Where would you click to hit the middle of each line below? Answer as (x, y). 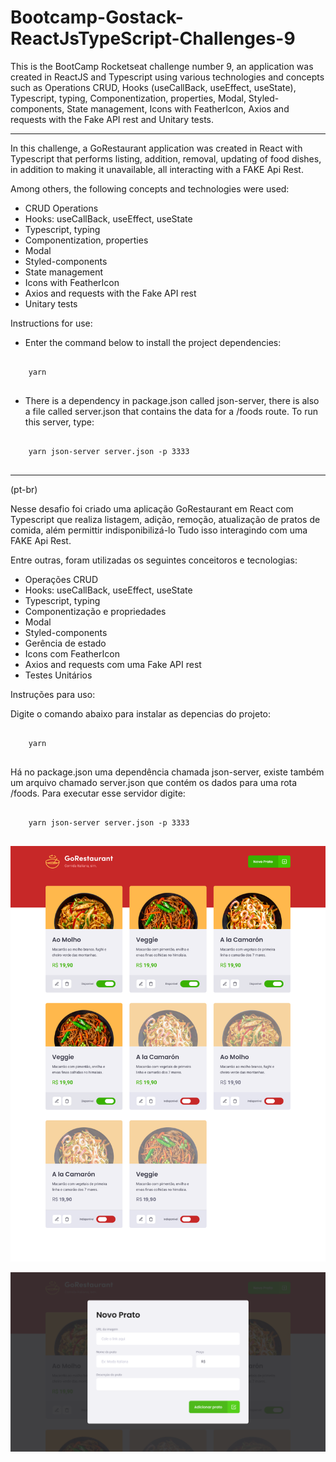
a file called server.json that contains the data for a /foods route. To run (171, 411)
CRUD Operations (61, 208)
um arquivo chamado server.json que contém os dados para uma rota (154, 782)
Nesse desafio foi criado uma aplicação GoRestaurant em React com (152, 508)
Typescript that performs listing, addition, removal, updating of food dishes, (166, 158)
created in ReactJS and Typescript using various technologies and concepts (167, 77)
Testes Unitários (58, 675)
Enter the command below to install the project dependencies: (153, 342)
